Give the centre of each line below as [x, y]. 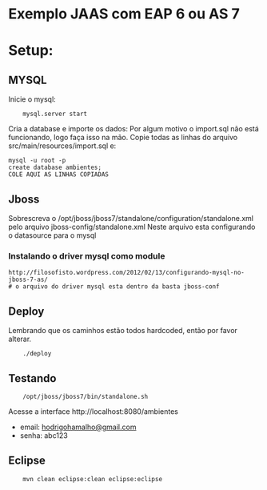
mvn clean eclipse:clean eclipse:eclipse [92, 479]
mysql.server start [55, 114]
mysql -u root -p [37, 161]
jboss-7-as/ [28, 280]
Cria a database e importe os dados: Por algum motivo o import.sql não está [134, 129]
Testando [32, 378]
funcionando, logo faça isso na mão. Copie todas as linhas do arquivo [123, 138]
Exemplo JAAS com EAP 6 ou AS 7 [124, 14]
